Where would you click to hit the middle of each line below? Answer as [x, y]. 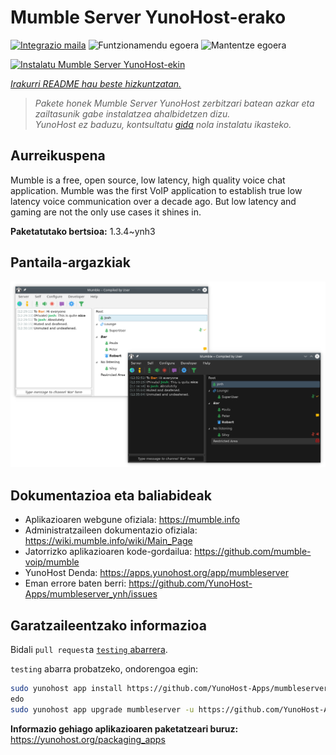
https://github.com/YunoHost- [190, 583]
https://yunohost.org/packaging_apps [88, 739]
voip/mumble [52, 562]
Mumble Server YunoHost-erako [148, 17]
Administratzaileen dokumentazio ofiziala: [111, 530]
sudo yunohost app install [66, 688]
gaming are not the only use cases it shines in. [106, 212]
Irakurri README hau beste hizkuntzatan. [96, 83]
